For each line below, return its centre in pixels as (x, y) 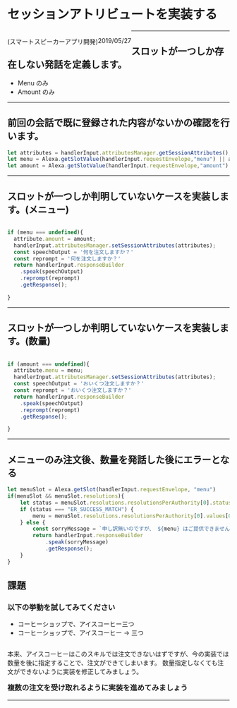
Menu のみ (33, 83)
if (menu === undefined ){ (45, 232)
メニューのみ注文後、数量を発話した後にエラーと (114, 460)
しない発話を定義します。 (72, 65)
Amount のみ (36, 92)
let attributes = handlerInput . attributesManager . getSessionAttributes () (118, 152)
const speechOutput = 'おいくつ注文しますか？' (79, 384)
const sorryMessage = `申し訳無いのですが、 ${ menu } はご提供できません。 (134, 529)
